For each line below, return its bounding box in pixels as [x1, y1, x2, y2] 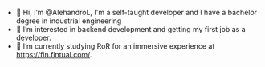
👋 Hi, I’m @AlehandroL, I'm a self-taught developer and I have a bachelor [15, 8, 258, 17]
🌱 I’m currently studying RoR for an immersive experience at [15, 41, 215, 51]
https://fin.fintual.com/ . [15, 50, 92, 59]
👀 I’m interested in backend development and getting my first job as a [15, 25, 247, 33]
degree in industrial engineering [15, 16, 122, 26]
